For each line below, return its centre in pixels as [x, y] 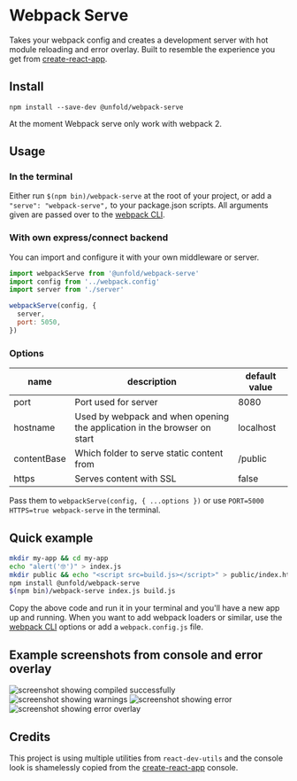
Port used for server [116, 402]
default [261, 376]
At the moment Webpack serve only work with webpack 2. [116, 123]
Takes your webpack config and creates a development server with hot [139, 40]
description [152, 382]
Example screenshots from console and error [136, 655]
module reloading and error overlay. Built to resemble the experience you [142, 49]
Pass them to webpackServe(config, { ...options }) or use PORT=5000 [137, 501]
